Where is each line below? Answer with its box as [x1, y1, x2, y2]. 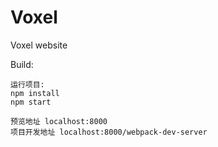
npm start [10, 97, 52, 107]
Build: [10, 58, 34, 70]
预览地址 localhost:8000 [10, 116, 108, 126]
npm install [10, 88, 60, 98]
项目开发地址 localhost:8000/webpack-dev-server [10, 127, 208, 137]
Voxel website [10, 39, 68, 51]
